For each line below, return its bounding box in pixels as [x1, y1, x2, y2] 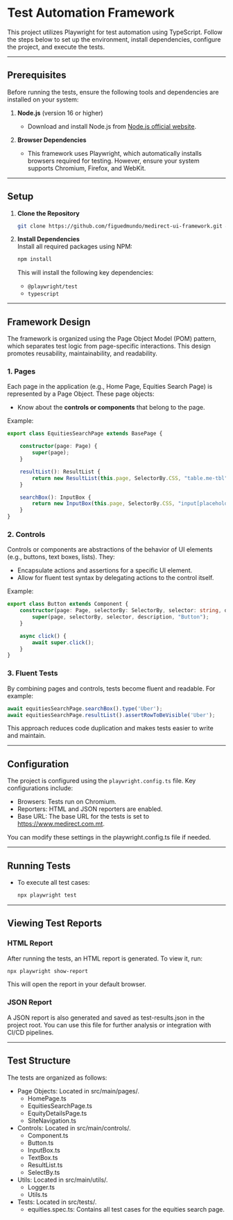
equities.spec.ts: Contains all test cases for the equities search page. [27, 1205, 225, 1213]
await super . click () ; [32, 639, 95, 646]
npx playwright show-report [7, 968, 89, 974]
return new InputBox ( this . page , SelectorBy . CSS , [32, 500, 175, 507]
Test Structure [7, 1055, 71, 1067]
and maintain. [7, 732, 46, 740]
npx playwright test [17, 892, 77, 899]
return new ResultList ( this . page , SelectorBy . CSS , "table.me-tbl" [32, 474, 228, 481]
